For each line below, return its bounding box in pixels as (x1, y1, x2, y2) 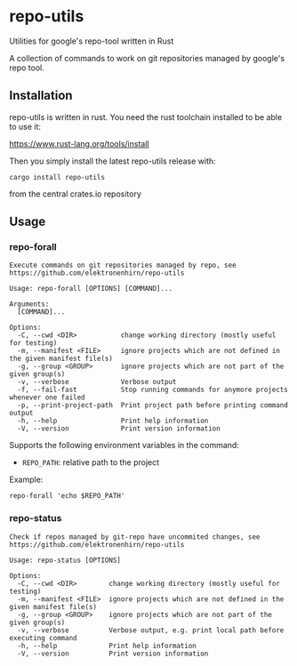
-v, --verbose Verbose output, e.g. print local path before (17, 625, 285, 635)
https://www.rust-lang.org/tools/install (9, 138, 149, 148)
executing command (9, 633, 77, 642)
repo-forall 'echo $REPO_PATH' (9, 492, 125, 501)
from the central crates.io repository (9, 189, 142, 199)
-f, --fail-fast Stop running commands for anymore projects (17, 385, 289, 395)
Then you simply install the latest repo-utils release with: (9, 156, 216, 166)
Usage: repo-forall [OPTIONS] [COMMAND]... (9, 285, 173, 293)
